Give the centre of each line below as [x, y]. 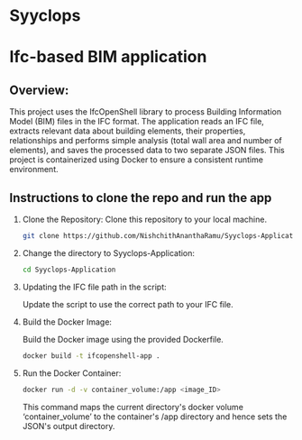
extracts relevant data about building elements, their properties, [128, 131]
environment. [34, 170]
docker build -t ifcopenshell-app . [91, 356]
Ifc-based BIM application [108, 57]
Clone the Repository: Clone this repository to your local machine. [145, 219]
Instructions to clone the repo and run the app [141, 198]
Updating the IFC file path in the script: [94, 287]
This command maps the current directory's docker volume [133, 407]
